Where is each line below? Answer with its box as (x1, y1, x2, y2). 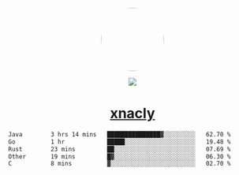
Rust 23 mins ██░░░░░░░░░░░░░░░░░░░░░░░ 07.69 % (8, 145, 231, 153)
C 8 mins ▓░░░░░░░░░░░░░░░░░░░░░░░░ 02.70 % (8, 160, 231, 168)
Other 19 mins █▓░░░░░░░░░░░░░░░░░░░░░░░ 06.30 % (8, 152, 231, 161)
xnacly (110, 105, 155, 122)
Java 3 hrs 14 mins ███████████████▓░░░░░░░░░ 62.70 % (8, 130, 231, 138)
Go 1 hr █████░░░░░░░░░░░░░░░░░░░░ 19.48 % (8, 138, 231, 146)
